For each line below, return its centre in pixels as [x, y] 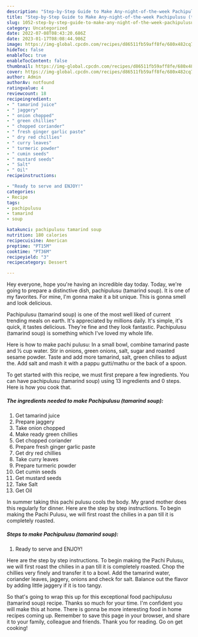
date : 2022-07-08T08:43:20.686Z [46, 34]
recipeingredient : [29, 99]
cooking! [17, 628]
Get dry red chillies [38, 453]
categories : [21, 192]
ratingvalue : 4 [25, 88]
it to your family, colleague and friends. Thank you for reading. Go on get [95, 622]
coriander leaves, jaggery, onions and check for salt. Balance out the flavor [98, 579]
